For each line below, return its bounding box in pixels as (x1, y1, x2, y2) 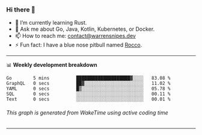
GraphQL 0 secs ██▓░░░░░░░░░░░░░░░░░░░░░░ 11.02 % (6, 81, 171, 87)
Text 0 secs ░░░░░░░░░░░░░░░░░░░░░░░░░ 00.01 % (6, 96, 171, 102)
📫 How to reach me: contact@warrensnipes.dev (14, 33, 136, 40)
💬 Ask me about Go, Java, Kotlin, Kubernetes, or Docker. (14, 25, 155, 33)
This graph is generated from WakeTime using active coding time (6, 108, 168, 116)
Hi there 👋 (6, 5, 36, 14)
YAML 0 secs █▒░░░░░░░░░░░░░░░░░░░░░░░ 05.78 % (6, 86, 171, 92)
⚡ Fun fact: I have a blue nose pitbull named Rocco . (14, 42, 142, 49)
